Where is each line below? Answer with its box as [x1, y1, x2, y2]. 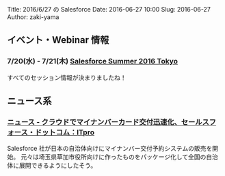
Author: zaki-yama [7, 13, 59, 21]
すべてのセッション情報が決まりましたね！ [7, 73, 127, 81]
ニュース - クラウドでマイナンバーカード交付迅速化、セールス [7, 117, 210, 127]
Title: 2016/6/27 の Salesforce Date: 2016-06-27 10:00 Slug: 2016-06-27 [7, 5, 211, 13]
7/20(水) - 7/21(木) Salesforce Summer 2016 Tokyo [7, 57, 178, 66]
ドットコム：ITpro [34, 128, 94, 137]
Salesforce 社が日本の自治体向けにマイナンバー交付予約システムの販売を [7, 145, 213, 153]
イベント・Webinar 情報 [7, 34, 109, 46]
